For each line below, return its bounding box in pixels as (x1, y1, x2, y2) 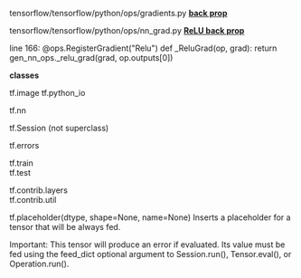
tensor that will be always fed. (9, 222, 121, 232)
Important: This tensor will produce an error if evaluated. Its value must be (9, 239, 286, 250)
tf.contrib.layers (9, 185, 68, 196)
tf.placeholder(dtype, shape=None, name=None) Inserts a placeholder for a (9, 212, 291, 223)
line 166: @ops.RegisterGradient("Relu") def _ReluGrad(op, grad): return (9, 43, 277, 53)
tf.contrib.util (9, 195, 57, 205)
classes (9, 70, 40, 81)
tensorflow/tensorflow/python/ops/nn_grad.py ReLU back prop (9, 25, 245, 35)
